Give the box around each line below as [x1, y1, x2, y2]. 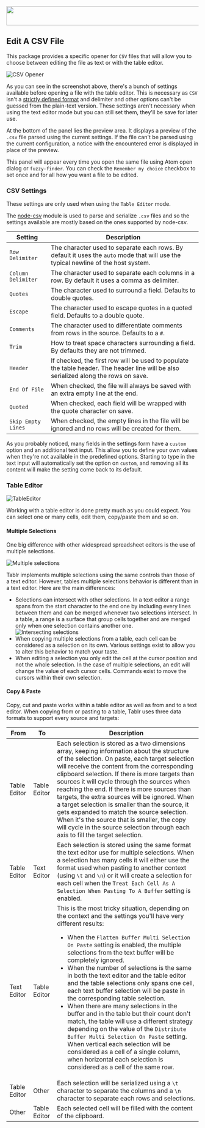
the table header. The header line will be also [51, 364, 180, 373]
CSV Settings [6, 186, 47, 195]
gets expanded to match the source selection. [57, 807, 188, 816]
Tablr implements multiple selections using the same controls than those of [6, 571, 195, 578]
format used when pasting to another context [57, 864, 187, 872]
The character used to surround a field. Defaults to [51, 286, 196, 295]
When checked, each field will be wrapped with [51, 399, 187, 408]
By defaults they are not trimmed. [51, 346, 146, 355]
